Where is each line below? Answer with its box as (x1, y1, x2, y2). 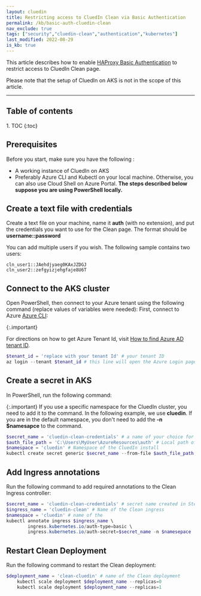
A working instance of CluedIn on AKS (14, 167, 109, 174)
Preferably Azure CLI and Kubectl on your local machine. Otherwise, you (14, 173, 194, 181)
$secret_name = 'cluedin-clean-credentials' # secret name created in (6, 501, 186, 507)
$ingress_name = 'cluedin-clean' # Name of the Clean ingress (6, 507, 165, 513)
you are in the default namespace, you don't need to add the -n (6, 415, 163, 423)
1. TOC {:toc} (6, 122, 38, 129)
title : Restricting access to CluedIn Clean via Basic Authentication (6, 14, 186, 20)
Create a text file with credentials (6, 203, 133, 214)
